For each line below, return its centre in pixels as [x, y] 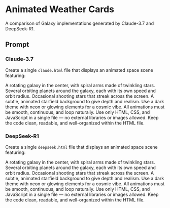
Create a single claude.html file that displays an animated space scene [79, 70]
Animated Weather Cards [60, 9]
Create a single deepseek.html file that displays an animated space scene [82, 147]
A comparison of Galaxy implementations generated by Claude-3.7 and [80, 23]
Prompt [17, 45]
